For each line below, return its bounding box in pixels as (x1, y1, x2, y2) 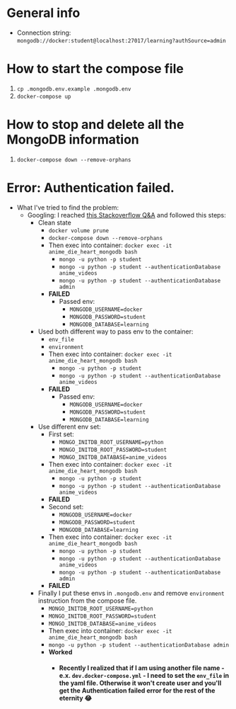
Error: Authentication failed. (6, 180, 175, 195)
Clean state (37, 218, 71, 227)
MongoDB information (6, 132, 139, 148)
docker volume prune (48, 227, 110, 234)
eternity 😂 (59, 694, 93, 703)
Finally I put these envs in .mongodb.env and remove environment (37, 589, 225, 597)
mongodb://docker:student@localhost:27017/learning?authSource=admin (16, 37, 227, 44)
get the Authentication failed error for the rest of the (59, 686, 216, 695)
